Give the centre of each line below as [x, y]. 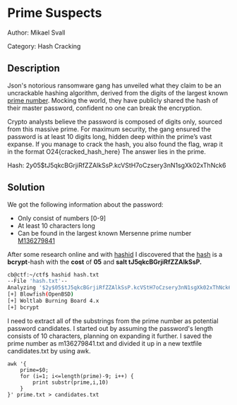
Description [34, 68]
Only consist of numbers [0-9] [62, 218]
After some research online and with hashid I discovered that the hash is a [115, 254]
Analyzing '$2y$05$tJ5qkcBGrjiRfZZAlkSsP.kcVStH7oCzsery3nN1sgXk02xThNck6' [121, 288]
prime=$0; [35, 370]
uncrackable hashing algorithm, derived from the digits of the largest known [117, 92]
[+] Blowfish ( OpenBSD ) [41, 294]
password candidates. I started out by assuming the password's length [110, 328]
